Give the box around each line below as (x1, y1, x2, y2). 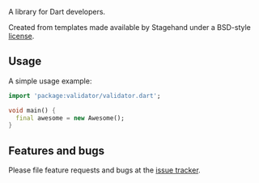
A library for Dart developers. (8, 7, 106, 16)
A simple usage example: (8, 76, 92, 86)
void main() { (8, 106, 57, 114)
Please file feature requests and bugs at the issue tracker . (8, 165, 201, 175)
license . (8, 32, 35, 40)
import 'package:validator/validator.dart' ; (8, 91, 161, 100)
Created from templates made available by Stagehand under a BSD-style (8, 23, 251, 32)
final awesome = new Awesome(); (15, 113, 125, 122)
